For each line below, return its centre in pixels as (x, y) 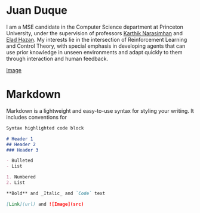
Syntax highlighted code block (45, 128)
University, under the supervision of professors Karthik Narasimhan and (95, 33)
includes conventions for (37, 117)
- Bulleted (20, 161)
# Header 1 (20, 139)
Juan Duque (37, 10)
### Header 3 (22, 150)
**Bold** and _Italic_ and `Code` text (56, 193)
